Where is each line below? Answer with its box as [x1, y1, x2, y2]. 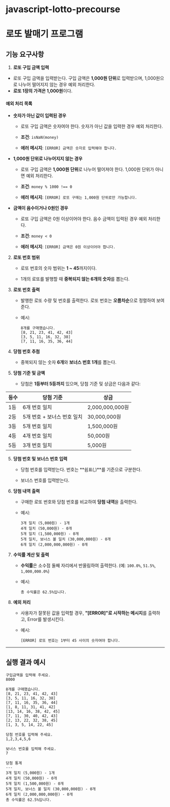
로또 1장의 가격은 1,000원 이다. [13, 88, 73, 94]
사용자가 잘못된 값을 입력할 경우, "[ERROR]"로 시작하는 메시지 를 [20, 610, 147, 616]
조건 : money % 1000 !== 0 [20, 183, 73, 189]
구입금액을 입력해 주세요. [6, 673, 51, 678]
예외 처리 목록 [6, 100, 32, 106]
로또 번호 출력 [13, 287, 40, 293]
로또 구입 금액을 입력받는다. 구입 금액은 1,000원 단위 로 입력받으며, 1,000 [13, 75, 156, 82]
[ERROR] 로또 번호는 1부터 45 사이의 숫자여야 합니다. [20, 638, 121, 643]
